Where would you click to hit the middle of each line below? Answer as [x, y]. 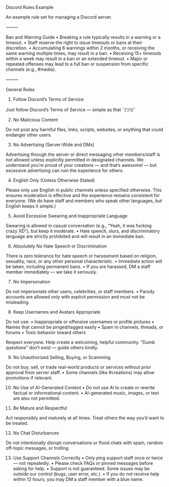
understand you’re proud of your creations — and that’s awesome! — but [81, 165]
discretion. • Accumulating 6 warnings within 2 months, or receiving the [80, 48]
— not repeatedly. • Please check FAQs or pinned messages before [83, 463]
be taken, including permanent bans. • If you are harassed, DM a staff [78, 266]
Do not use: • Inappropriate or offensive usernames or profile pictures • [80, 322]
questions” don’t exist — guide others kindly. [52, 348]
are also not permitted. [36, 398]
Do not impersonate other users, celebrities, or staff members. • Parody [80, 291]
